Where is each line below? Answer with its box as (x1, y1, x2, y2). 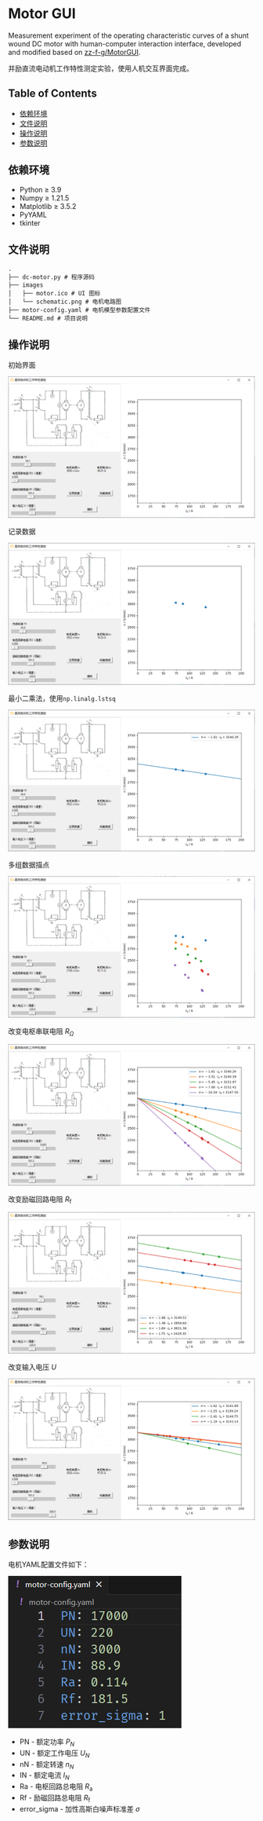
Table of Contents (8, 87, 98, 101)
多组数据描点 (8, 859, 49, 869)
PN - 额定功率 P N (19, 1737, 75, 1748)
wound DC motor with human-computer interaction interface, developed (8, 38, 241, 48)
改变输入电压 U (8, 1362, 57, 1372)
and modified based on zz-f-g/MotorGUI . (8, 47, 141, 57)
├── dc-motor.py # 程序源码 (8, 273, 95, 281)
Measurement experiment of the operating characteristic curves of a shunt (8, 31, 249, 40)
